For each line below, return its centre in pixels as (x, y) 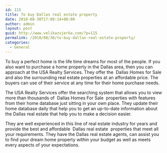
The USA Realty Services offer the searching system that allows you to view (84, 92)
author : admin (20, 24)
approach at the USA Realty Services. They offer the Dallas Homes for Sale (83, 72)
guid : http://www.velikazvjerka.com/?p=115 (51, 33)
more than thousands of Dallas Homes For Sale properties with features (80, 98)
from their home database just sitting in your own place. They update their (82, 103)
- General (20, 47)
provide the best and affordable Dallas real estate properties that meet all (82, 129)
